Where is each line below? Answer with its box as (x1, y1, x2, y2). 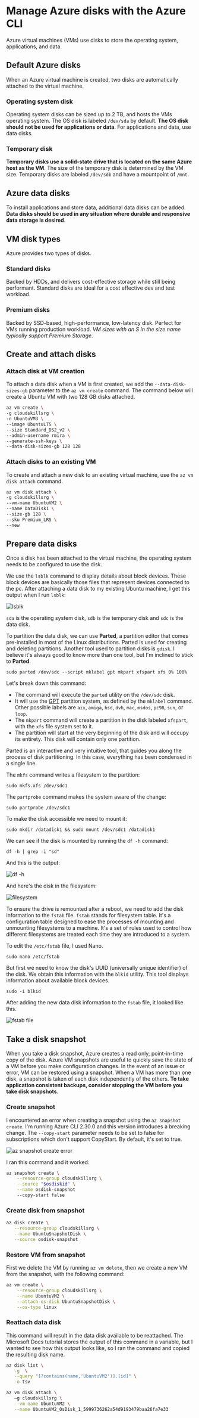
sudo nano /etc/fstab (6, 954, 60, 960)
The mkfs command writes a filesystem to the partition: (6, 771, 140, 778)
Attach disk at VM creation (6, 367, 85, 375)
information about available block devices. (6, 977, 110, 984)
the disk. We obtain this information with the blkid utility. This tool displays (6, 970, 189, 978)
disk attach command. (6, 477, 64, 485)
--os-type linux (17, 1304, 58, 1310)
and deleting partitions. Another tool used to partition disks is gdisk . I (6, 645, 175, 652)
